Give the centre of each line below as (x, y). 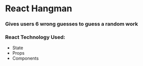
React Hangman (39, 9)
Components (25, 58)
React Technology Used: (35, 37)
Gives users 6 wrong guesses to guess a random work (72, 24)
